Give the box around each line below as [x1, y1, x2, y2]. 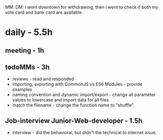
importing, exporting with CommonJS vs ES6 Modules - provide [12, 81, 142, 87]
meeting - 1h [5, 46, 44, 55]
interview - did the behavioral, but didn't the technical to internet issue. [12, 130, 157, 136]
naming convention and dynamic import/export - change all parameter [12, 92, 156, 98]
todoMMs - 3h [5, 63, 50, 71]
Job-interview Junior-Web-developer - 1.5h [5, 116, 143, 125]
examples [12, 86, 32, 93]
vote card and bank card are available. [5, 9, 83, 15]
